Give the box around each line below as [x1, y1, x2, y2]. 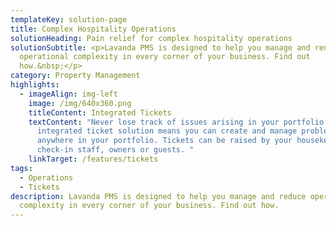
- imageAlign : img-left [19, 89, 118, 99]
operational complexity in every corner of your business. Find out [19, 52, 311, 62]
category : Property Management [10, 71, 141, 81]
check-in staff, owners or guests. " [36, 145, 195, 155]
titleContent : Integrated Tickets [28, 107, 172, 118]
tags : [10, 163, 33, 173]
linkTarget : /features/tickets [28, 154, 159, 164]
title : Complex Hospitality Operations [10, 24, 177, 34]
